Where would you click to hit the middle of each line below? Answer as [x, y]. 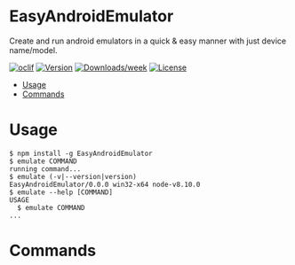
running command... [45, 169]
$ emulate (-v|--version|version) [73, 176]
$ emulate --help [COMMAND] [61, 192]
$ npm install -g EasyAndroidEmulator [81, 153]
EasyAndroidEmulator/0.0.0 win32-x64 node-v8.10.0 [105, 184]
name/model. [33, 50]
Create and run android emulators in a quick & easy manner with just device [148, 41]
